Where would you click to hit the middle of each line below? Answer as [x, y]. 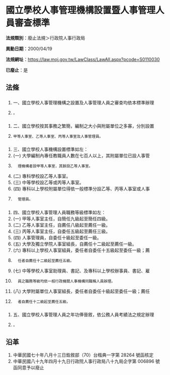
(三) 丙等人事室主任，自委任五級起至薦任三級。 [61, 231]
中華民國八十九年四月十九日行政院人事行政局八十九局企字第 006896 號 [87, 361]
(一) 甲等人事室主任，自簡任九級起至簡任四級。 [61, 219]
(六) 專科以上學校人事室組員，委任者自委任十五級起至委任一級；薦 [81, 250]
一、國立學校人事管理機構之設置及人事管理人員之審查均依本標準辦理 [83, 102]
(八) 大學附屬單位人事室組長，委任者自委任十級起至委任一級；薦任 [81, 291]
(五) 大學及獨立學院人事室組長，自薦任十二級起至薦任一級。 [75, 244]
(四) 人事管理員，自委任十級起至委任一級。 [57, 237]
